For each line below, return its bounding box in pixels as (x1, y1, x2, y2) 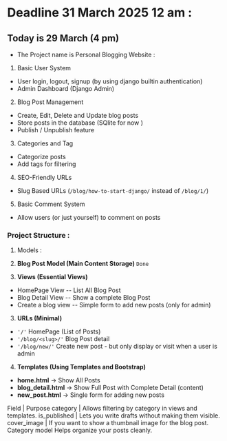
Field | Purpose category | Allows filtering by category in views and (7, 404, 197, 413)
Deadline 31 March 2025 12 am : (7, 5, 193, 21)
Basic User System (17, 64, 71, 72)
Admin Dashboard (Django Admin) (17, 85, 115, 92)
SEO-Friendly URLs (17, 174, 72, 181)
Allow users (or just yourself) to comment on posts (17, 214, 161, 221)
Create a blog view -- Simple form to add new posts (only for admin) (17, 301, 211, 309)
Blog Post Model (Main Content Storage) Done (17, 260, 149, 268)
